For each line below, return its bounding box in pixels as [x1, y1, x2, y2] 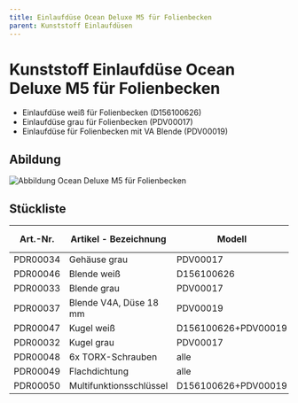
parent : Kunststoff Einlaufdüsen [9, 21, 133, 30]
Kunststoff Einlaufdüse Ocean [9, 59, 235, 80]
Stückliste [9, 201, 67, 216]
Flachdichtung [68, 365, 129, 377]
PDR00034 [13, 253, 60, 266]
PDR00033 [13, 283, 60, 295]
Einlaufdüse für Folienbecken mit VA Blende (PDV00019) [21, 126, 229, 137]
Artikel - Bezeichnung [70, 233, 167, 245]
